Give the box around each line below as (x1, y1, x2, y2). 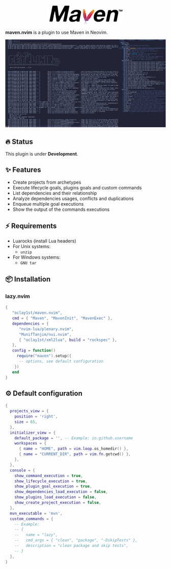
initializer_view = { (10, 430, 56, 435)
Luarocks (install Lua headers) (12, 238, 76, 244)
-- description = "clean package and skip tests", (14, 543, 129, 549)
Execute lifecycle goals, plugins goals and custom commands (12, 184, 142, 190)
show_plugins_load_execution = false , (14, 494, 97, 500)
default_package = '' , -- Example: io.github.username (14, 435, 133, 440)
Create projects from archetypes (12, 179, 81, 185)
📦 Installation (5, 275, 51, 283)
